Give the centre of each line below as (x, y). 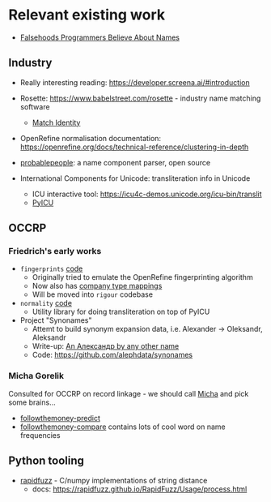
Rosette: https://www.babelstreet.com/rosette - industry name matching (140, 98)
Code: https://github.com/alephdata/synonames (112, 355)
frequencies (40, 435)
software (35, 106)
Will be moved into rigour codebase (93, 294)
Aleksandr (49, 337)
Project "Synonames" (56, 320)
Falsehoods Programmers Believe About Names (100, 37)
